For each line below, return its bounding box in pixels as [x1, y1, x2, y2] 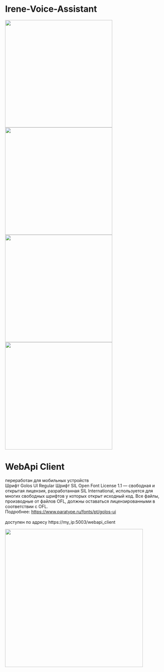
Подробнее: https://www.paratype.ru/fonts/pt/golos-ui [5, 509, 117, 514]
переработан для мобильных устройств [5, 477, 89, 483]
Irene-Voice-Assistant [5, 3, 97, 15]
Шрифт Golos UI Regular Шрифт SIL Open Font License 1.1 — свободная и [5, 483, 155, 488]
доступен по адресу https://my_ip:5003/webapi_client [5, 519, 116, 525]
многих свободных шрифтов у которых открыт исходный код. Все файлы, [5, 493, 160, 499]
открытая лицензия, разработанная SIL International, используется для [5, 487, 153, 494]
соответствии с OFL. [5, 503, 48, 509]
